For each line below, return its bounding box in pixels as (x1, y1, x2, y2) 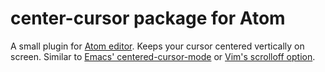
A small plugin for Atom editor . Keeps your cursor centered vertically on (10, 40, 305, 52)
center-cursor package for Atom (10, 7, 286, 30)
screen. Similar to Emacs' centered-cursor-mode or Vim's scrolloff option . (10, 50, 316, 62)
